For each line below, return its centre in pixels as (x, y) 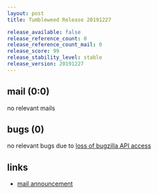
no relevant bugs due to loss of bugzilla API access (79, 146)
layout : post (26, 13)
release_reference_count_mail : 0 (55, 45)
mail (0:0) (28, 92)
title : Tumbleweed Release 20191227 (59, 20)
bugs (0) (26, 129)
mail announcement (45, 184)
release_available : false (44, 32)
